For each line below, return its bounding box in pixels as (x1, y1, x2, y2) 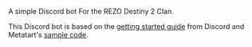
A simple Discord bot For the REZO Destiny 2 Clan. (8, 7, 174, 16)
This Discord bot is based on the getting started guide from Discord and (8, 22, 245, 31)
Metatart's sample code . (8, 31, 89, 39)
